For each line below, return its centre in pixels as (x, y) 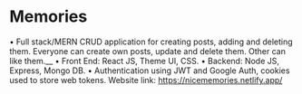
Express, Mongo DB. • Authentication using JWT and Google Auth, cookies (150, 70)
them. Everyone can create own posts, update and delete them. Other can (147, 51)
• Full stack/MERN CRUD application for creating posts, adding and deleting (151, 42)
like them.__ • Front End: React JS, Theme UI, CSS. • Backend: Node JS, (144, 61)
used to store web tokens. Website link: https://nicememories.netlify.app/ (146, 80)
